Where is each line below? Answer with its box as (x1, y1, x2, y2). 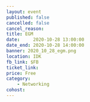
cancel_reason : (6, 25, 44, 32)
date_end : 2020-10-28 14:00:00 (6, 43, 85, 49)
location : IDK (6, 53, 42, 59)
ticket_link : (6, 64, 39, 71)
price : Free (6, 70, 36, 76)
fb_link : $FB (6, 59, 39, 65)
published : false (6, 14, 50, 20)
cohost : (6, 87, 26, 93)
